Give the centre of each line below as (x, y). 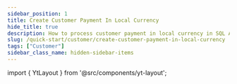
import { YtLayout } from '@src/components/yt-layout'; (87, 72)
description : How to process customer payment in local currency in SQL (116, 33)
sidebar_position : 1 (38, 14)
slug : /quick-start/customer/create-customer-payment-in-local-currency (116, 40)
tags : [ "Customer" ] (36, 46)
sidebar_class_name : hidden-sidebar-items (71, 53)
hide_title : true (33, 27)
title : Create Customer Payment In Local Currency (83, 20)
